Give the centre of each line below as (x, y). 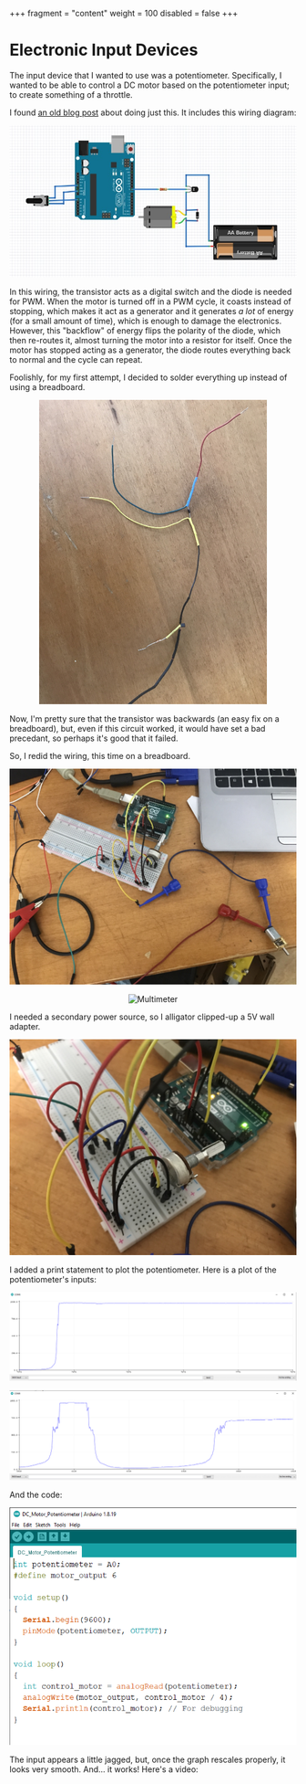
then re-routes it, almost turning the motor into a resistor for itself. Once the (151, 340)
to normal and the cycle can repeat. (76, 359)
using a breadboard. (47, 386)
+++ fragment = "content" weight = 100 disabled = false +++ (124, 13)
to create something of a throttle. (71, 94)
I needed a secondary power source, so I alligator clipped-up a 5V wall (142, 1017)
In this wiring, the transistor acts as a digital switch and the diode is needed (151, 291)
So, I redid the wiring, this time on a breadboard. (100, 755)
